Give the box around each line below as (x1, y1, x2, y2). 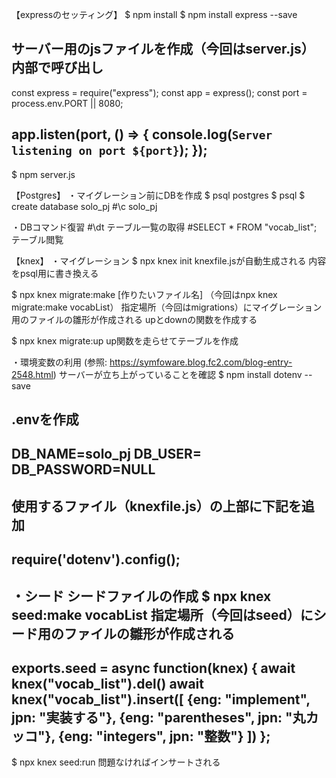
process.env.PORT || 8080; (11, 97, 124, 109)
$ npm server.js (11, 168, 76, 180)
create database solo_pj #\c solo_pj (11, 200, 158, 212)
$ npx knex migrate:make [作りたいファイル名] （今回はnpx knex (11, 288, 278, 300)
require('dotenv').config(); (11, 551, 181, 568)
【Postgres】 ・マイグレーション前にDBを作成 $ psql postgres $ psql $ (11, 189, 306, 201)
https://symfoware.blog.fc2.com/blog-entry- (109, 356, 293, 368)
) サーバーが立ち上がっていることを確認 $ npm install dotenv (52, 368, 303, 380)
